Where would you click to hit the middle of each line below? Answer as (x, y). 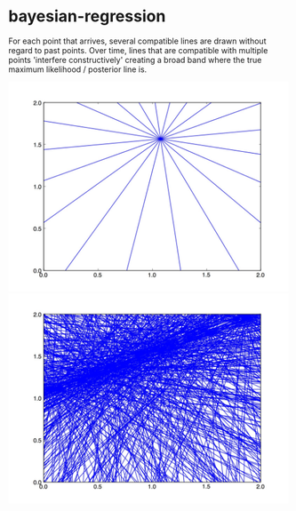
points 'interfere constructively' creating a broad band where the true (135, 60)
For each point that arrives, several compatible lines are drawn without (137, 41)
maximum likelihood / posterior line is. (78, 69)
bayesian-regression (87, 16)
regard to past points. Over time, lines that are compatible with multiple (138, 50)
